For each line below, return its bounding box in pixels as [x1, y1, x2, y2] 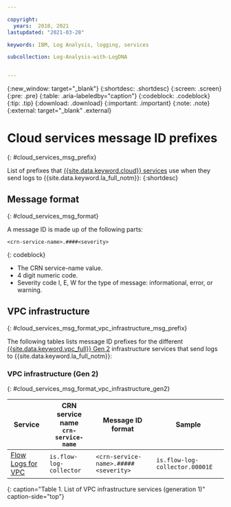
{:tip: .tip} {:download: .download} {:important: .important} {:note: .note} [7, 99, 210, 107]
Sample [175, 420, 201, 429]
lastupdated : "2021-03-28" [7, 29, 85, 36]
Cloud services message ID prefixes [7, 131, 218, 146]
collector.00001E [155, 463, 213, 471]
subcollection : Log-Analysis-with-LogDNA [7, 54, 128, 60]
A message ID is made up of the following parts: [7, 225, 143, 234]
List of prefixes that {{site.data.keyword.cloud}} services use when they [7, 166, 211, 175]
